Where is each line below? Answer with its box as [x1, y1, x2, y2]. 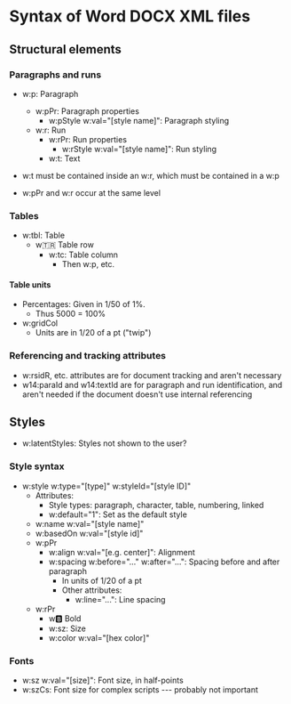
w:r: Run [35, 125, 67, 135]
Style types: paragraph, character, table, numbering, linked [48, 499, 264, 510]
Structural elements [9, 42, 122, 57]
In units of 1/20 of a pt [61, 575, 142, 586]
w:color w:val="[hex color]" [48, 632, 150, 643]
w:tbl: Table [21, 230, 65, 241]
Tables [9, 209, 39, 222]
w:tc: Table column [48, 249, 118, 260]
